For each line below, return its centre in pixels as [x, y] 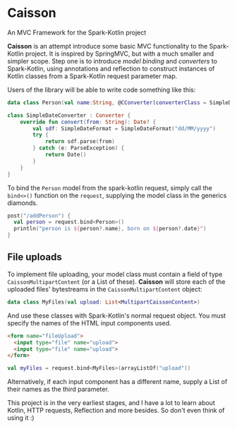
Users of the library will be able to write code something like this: [102, 89]
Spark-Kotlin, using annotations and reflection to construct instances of [111, 68]
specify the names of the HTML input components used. [89, 323]
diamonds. [23, 203]
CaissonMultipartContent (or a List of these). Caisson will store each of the [116, 281]
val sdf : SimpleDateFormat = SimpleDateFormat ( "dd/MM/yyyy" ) [124, 128]
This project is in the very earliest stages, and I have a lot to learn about [111, 403]
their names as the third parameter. [58, 390]
